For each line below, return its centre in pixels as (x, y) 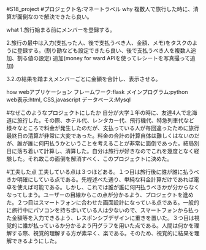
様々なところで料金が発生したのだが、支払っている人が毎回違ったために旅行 (103, 128)
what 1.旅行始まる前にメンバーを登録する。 (61, 30)
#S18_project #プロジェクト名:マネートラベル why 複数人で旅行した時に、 (100, 9)
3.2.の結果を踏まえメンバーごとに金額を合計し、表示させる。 (84, 79)
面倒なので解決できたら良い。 (55, 17)
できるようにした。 (36, 241)
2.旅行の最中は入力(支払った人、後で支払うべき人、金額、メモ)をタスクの (99, 43)
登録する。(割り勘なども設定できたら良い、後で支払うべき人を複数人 (104, 50)
